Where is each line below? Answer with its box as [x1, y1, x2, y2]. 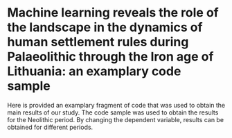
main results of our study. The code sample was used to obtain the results [7, 108, 219, 117]
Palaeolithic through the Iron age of [7, 49, 214, 65]
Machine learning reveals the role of [7, 5, 220, 21]
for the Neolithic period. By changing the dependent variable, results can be [7, 115, 224, 124]
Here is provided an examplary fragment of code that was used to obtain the [7, 101, 226, 109]
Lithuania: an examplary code [7, 63, 181, 79]
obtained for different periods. [7, 123, 93, 131]
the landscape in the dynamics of [7, 19, 203, 35]
